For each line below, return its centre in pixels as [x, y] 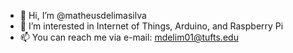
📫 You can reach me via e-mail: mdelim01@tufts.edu [129, 37]
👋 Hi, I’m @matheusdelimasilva [83, 15]
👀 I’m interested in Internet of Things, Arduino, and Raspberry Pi [151, 26]
